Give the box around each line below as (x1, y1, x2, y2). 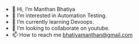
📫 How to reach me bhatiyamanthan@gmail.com (11, 32, 133, 38)
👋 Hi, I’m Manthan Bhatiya (11, 6, 76, 12)
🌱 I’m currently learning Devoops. (11, 18, 94, 25)
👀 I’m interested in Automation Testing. (11, 12, 107, 19)
